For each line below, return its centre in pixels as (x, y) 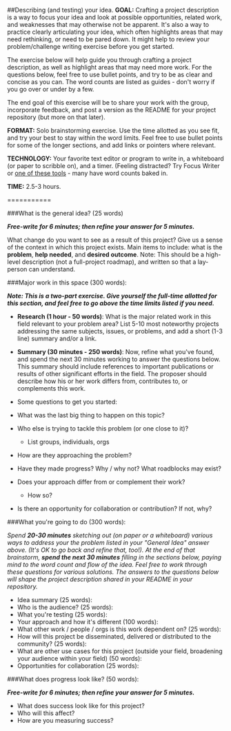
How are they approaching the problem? (74, 455)
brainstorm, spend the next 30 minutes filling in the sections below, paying (114, 557)
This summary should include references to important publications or (115, 367)
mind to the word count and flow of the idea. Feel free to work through (107, 565)
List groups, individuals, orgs (68, 442)
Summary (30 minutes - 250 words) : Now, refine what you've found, (116, 352)
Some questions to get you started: (67, 402)
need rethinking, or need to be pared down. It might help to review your (109, 39)
